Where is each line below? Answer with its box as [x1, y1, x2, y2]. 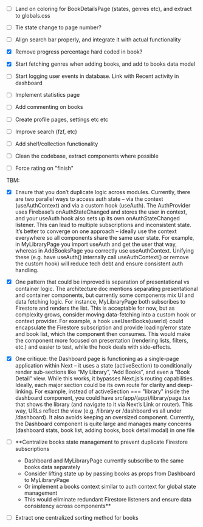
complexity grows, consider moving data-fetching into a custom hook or [15, 310, 196, 318]
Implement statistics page [15, 91, 80, 99]
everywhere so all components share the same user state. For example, [15, 234, 194, 241]
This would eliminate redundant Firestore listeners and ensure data [24, 496, 192, 503]
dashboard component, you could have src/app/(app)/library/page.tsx [15, 394, 191, 401]
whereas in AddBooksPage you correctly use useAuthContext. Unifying [15, 246, 194, 254]
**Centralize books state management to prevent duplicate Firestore [15, 438, 188, 445]
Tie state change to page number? [15, 24, 101, 31]
